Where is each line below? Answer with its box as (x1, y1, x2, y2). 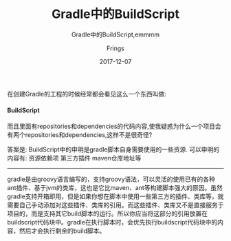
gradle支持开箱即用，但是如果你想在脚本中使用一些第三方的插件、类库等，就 (7, 192, 224, 200)
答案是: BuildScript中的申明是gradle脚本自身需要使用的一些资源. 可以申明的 (7, 145, 220, 154)
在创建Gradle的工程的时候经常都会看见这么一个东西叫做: (7, 90, 166, 98)
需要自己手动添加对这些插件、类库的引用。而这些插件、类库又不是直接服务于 (7, 201, 224, 209)
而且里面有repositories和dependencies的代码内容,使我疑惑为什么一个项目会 (7, 122, 221, 131)
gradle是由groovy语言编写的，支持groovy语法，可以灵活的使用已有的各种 (7, 175, 215, 183)
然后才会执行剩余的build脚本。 (19, 227, 106, 235)
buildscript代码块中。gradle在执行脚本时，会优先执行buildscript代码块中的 (7, 218, 218, 227)
